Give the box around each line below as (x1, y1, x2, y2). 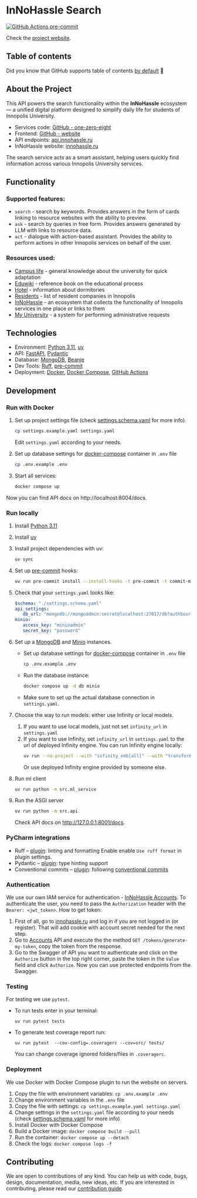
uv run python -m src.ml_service (14, 786, 97, 792)
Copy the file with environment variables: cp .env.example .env (14, 1090, 168, 1097)
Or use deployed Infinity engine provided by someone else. (23, 763, 167, 770)
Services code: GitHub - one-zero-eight (14, 124, 111, 131)
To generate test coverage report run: (14, 1029, 106, 1036)
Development (6, 386, 57, 396)
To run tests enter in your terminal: (14, 1007, 98, 1015)
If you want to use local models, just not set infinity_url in (23, 723, 167, 730)
